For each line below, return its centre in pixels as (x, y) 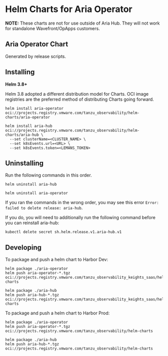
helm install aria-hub (29, 126)
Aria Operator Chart (37, 44)
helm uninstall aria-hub (31, 185)
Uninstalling (24, 163)
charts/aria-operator (28, 117)
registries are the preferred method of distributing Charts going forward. (79, 99)
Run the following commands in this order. (48, 175)
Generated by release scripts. (36, 56)
